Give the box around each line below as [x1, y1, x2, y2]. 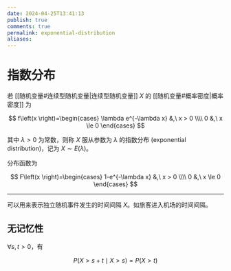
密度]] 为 [7, 101, 32, 109]
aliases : [7, 36, 32, 43]
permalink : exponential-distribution [7, 29, 115, 37]
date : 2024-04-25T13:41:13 [7, 10, 85, 17]
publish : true [7, 17, 48, 23]
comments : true [7, 23, 51, 30]
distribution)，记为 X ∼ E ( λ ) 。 [7, 144, 93, 152]
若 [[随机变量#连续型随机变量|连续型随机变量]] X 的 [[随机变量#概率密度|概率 [7, 92, 223, 100]
